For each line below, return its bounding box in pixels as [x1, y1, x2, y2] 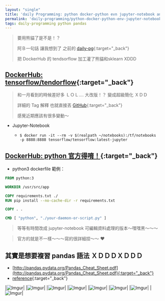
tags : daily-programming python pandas [5, 21, 87, 26]
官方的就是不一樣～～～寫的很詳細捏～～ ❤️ [17, 236, 105, 241]
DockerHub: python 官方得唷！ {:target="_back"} [5, 152, 158, 160]
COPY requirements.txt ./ [5, 193, 58, 198]
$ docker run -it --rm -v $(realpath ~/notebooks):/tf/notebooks [19, 133, 156, 138]
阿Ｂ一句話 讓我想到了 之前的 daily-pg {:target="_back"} [17, 45, 130, 52]
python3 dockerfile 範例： [12, 166, 65, 172]
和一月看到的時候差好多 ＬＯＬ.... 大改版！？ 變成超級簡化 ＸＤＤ [17, 92, 148, 98]
